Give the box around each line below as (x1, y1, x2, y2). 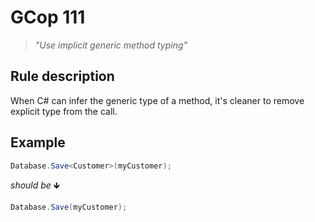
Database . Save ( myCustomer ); (10, 202, 128, 213)
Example (10, 134, 66, 151)
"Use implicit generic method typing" (34, 39, 188, 51)
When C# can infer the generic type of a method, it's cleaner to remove (10, 94, 305, 106)
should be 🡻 (10, 179, 60, 191)
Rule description (10, 68, 115, 85)
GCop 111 (10, 6, 86, 29)
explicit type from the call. (10, 105, 118, 117)
